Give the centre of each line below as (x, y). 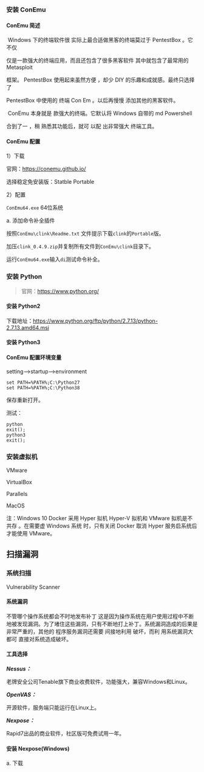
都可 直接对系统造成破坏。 (39, 639)
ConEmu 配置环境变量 (34, 358)
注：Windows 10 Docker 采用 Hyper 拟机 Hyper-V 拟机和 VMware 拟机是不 (100, 518)
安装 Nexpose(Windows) (38, 748)
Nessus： (19, 669)
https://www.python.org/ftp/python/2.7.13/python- (95, 321)
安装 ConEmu (26, 9)
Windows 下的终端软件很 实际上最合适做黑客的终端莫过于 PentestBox (94, 40)
